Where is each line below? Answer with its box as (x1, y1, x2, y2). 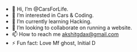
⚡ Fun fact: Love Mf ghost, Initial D (11, 40, 96, 46)
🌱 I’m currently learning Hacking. (11, 18, 92, 25)
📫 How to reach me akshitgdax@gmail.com (11, 31, 119, 37)
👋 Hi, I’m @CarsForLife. (11, 6, 69, 12)
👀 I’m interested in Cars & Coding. (11, 12, 94, 19)
